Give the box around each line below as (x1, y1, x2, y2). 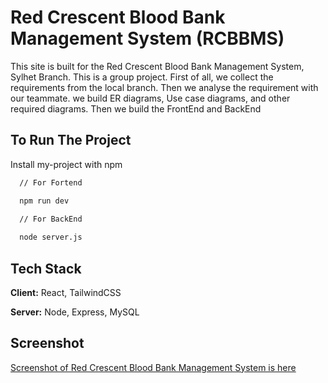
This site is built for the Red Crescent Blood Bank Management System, (10, 60, 305, 72)
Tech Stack (10, 260, 82, 277)
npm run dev (19, 196, 70, 206)
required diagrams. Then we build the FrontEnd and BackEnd (10, 102, 262, 115)
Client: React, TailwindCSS (10, 286, 122, 298)
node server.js (19, 232, 83, 243)
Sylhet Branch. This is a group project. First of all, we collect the (10, 71, 274, 83)
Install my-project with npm (10, 158, 123, 170)
